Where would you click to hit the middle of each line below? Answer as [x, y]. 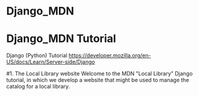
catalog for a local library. [38, 86]
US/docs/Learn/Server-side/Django [51, 62]
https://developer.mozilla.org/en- [110, 56]
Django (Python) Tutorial [37, 56]
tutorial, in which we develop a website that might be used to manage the [98, 80]
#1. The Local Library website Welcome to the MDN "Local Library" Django [99, 74]
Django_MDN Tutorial [61, 39]
